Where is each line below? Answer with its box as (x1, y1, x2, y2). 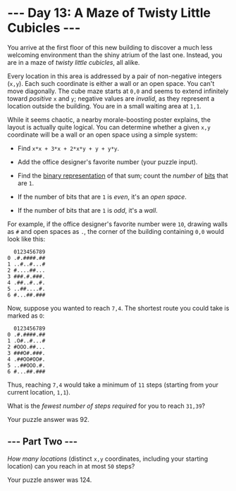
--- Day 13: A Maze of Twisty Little (7, 5, 211, 21)
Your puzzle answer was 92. (7, 415, 90, 423)
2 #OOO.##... (7, 343, 46, 350)
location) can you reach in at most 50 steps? (7, 461, 135, 470)
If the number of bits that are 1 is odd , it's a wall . (17, 206, 159, 214)
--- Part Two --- (7, 435, 78, 448)
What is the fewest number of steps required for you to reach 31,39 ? (7, 402, 206, 410)
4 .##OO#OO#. (7, 356, 46, 363)
